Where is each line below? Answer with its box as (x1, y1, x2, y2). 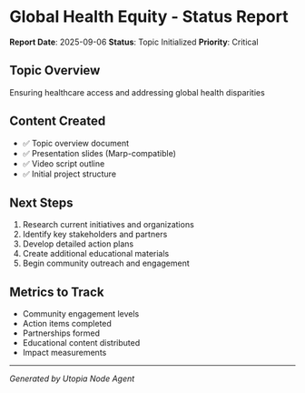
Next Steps (9, 195, 74, 210)
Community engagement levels (22, 308, 140, 319)
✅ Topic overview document (22, 137, 130, 148)
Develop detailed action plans (22, 238, 134, 249)
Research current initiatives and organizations (22, 219, 195, 230)
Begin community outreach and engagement (22, 257, 191, 269)
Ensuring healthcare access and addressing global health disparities (9, 86, 265, 97)
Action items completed (22, 318, 112, 329)
